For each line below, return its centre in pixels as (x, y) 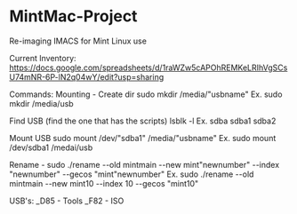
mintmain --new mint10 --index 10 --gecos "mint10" (104, 183)
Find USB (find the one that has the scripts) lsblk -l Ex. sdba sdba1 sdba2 (143, 121)
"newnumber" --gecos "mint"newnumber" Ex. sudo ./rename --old (132, 174)
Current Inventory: (43, 58)
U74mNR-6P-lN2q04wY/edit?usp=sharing (87, 76)
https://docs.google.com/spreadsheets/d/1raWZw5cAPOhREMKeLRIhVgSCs (148, 67)
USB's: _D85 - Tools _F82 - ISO (67, 201)
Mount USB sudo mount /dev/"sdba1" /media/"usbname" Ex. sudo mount (143, 138)
